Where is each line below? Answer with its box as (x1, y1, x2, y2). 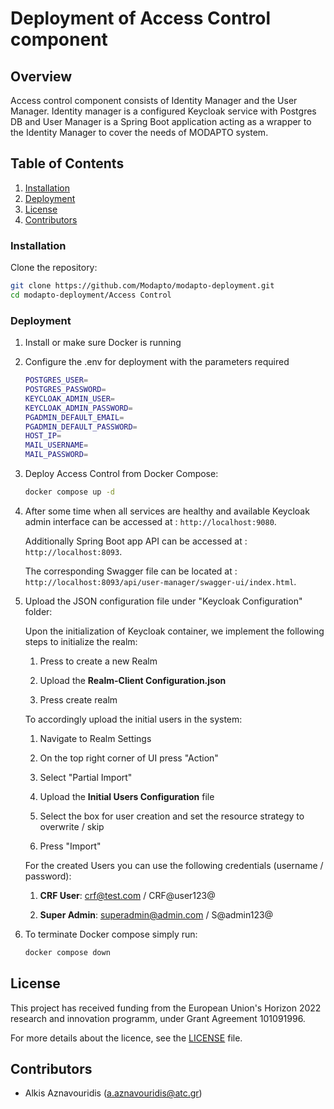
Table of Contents (10, 155, 125, 172)
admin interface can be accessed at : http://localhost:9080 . (24, 515, 277, 527)
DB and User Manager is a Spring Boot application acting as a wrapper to (10, 116, 312, 127)
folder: (24, 605, 53, 617)
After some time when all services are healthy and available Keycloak (24, 505, 310, 517)
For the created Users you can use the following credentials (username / (24, 859, 324, 871)
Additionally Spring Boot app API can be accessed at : (24, 535, 248, 547)
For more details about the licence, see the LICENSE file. (10, 1032, 243, 1044)
